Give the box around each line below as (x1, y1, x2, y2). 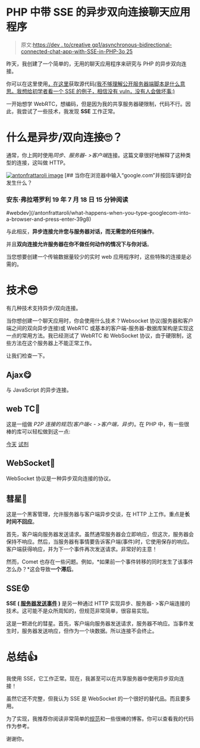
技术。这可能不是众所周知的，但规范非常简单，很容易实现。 (6, 608, 152, 615)
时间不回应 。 (6, 518, 37, 525)
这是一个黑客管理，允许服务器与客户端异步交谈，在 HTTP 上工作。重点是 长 (6, 511, 190, 518)
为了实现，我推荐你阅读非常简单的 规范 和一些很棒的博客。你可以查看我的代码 (6, 715, 194, 722)
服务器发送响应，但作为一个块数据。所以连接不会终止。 (21, 627, 158, 634)
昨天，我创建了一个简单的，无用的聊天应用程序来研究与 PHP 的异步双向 (6, 60, 182, 67)
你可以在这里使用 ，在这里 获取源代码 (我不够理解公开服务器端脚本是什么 (6, 80, 180, 87)
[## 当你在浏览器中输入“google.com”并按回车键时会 (64, 171, 192, 179)
